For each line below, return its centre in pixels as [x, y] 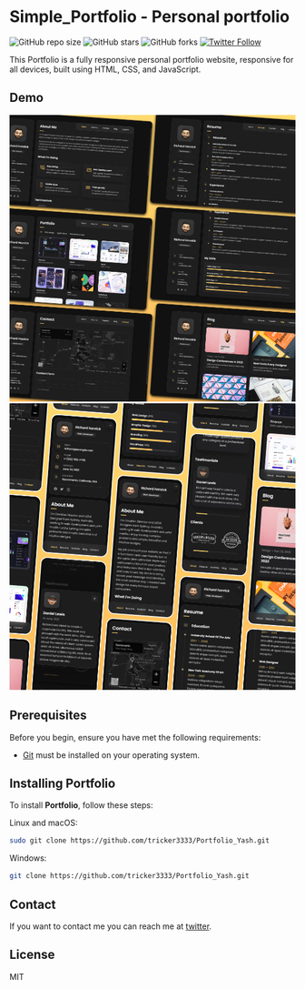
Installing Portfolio [63, 783]
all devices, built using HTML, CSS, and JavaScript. [105, 69]
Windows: [28, 858]
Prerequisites [48, 716]
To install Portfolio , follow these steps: [81, 805]
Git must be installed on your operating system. [111, 755]
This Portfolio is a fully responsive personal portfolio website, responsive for [152, 59]
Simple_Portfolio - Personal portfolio [150, 17]
